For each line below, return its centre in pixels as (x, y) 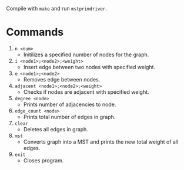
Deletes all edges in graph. (56, 129)
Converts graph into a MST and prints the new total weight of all (101, 142)
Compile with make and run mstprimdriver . (57, 8)
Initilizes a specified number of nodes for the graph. (86, 55)
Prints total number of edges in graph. (69, 117)
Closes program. (44, 160)
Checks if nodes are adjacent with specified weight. (86, 92)
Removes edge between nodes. (62, 79)
